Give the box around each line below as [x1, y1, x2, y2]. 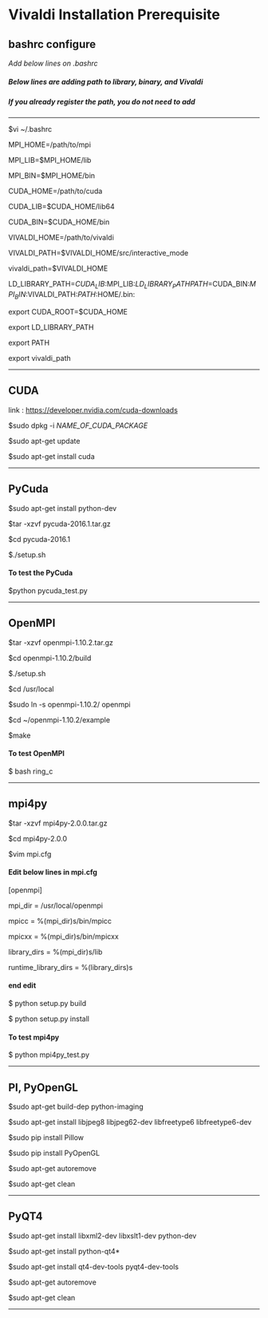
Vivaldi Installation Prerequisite [8, 6, 221, 24]
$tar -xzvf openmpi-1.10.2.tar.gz [8, 637, 114, 647]
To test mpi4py [8, 1032, 60, 1042]
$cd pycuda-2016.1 [8, 534, 70, 544]
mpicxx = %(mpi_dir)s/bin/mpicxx [8, 932, 120, 941]
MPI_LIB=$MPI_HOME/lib [8, 156, 92, 165]
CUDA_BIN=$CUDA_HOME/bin [8, 217, 110, 227]
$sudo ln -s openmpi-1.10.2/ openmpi [8, 699, 131, 709]
